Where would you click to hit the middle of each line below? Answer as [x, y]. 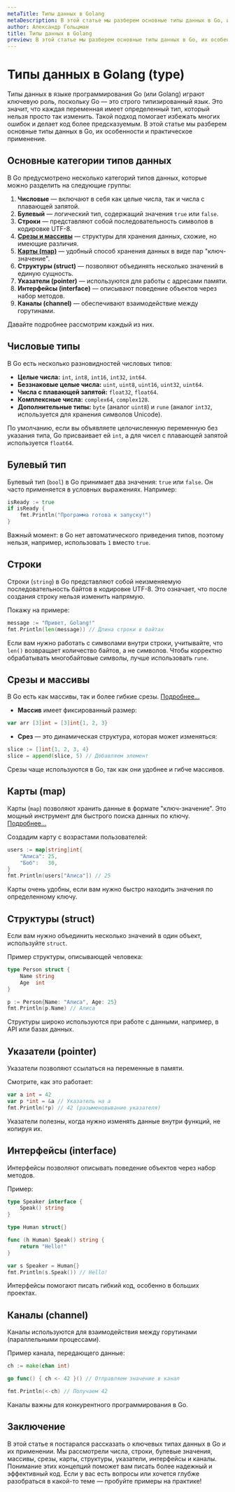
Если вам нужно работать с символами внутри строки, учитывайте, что [115, 642]
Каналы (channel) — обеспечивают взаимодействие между [108, 303]
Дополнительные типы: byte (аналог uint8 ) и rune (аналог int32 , [115, 407]
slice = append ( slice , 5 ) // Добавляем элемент [78, 756]
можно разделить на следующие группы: [69, 185]
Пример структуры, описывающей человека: [75, 957]
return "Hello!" [44, 1246]
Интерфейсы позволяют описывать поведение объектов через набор [112, 1168]
